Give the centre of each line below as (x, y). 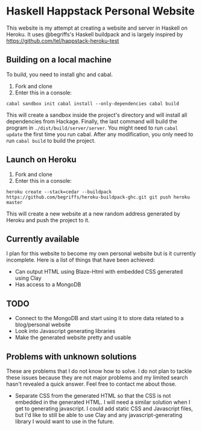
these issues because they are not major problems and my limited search (97, 377)
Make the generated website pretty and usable (73, 338)
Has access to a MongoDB (48, 285)
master (14, 202)
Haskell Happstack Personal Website (100, 11)
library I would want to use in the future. (65, 421)
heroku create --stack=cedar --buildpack (59, 192)
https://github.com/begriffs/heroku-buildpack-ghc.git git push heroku (98, 197)
